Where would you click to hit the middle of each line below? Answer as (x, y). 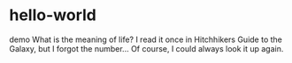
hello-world (53, 15)
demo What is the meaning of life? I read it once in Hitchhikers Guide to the (146, 39)
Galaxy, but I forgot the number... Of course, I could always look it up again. (146, 48)
